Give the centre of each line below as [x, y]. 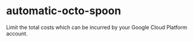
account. [17, 33]
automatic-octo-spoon [64, 11]
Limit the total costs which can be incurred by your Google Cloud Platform [97, 27]
